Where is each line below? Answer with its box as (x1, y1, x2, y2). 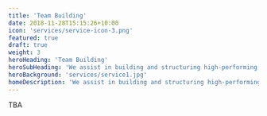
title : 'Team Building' (8, 11, 87, 20)
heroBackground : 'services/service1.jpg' (8, 71, 148, 79)
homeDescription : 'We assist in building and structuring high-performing (8, 78, 261, 86)
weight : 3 (8, 48, 41, 56)
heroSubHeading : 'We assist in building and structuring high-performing (8, 64, 258, 72)
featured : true (8, 33, 59, 42)
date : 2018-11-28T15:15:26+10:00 (8, 19, 119, 27)
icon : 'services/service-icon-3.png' (8, 26, 133, 34)
